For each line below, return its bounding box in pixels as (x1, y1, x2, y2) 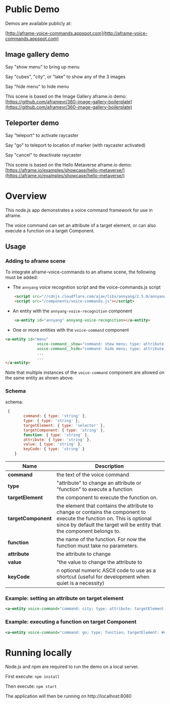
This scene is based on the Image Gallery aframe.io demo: (5, 93, 127, 99)
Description (95, 463, 124, 470)
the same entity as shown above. (5, 375, 74, 381)
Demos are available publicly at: (5, 20, 72, 26)
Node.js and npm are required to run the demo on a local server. (5, 663, 139, 670)
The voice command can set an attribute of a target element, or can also (5, 222, 156, 228)
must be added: (5, 274, 38, 280)
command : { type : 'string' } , (23, 413, 87, 419)
